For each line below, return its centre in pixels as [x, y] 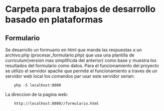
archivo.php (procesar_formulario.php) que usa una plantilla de [70, 55]
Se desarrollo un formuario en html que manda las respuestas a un [74, 50]
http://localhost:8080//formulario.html [57, 104]
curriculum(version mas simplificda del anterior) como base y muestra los [81, 60]
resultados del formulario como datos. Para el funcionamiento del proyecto [82, 66]
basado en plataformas [54, 20]
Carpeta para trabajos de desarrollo [81, 9]
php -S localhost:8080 [38, 85]
